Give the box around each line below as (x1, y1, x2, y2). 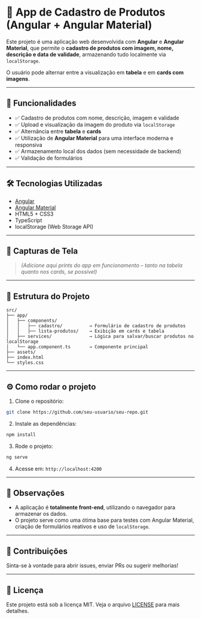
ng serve (6, 454, 28, 460)
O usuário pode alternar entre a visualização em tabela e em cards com (6, 68, 184, 76)
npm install (6, 432, 36, 438)
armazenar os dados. (14, 510, 68, 518)
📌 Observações (6, 488, 65, 498)
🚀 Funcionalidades (6, 98, 77, 109)
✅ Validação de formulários (14, 154, 83, 162)
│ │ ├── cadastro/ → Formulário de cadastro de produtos (6, 323, 186, 329)
